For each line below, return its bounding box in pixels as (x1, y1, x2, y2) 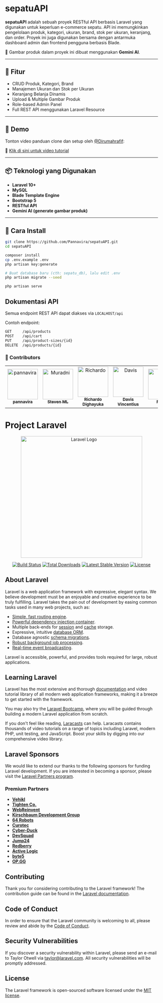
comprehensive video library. (5, 736, 64, 742)
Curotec (12, 823, 29, 828)
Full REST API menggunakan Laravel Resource (12, 107, 105, 112)
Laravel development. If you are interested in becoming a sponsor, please (5, 768, 152, 774)
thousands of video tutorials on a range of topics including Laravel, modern (5, 726, 156, 732)
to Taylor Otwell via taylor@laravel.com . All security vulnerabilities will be (5, 955, 151, 961)
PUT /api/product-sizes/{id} (5, 338, 73, 343)
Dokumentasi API (5, 297, 59, 305)
